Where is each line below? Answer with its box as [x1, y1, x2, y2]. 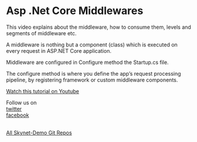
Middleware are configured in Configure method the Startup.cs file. [6, 59, 169, 66]
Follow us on [6, 99, 37, 106]
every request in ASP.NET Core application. [6, 47, 112, 54]
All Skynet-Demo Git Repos [6, 129, 72, 136]
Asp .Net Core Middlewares [6, 4, 143, 18]
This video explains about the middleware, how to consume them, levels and [6, 23, 191, 31]
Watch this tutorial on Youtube [6, 87, 79, 94]
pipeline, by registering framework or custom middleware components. [6, 76, 178, 83]
